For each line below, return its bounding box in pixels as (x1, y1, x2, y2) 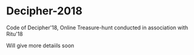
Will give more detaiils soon (6, 42, 74, 49)
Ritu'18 (6, 30, 23, 37)
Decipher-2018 (6, 4, 83, 18)
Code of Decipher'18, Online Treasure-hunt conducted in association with (6, 24, 188, 31)
